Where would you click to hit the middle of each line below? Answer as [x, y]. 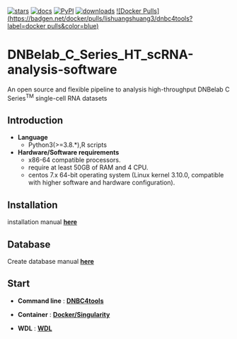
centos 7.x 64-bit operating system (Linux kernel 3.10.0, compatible [126, 175]
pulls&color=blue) [73, 26]
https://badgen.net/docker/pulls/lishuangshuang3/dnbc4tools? [101, 18]
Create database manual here [51, 262]
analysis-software [62, 70]
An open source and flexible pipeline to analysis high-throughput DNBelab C [118, 89]
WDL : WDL [35, 328]
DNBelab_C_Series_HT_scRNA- [100, 55]
